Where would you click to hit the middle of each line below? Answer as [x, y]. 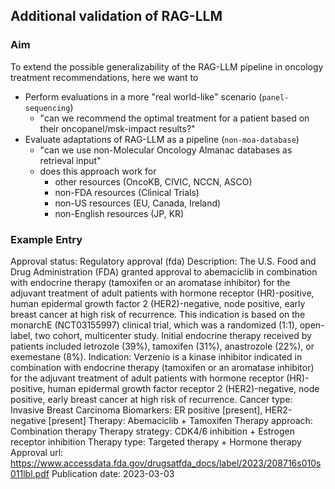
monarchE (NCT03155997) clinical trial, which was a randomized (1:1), [154, 325]
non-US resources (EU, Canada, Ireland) [138, 203]
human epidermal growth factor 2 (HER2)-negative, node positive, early [158, 303]
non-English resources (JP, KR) [119, 213]
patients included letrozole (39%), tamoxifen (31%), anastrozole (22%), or [162, 346]
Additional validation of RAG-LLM [116, 16]
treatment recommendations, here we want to [104, 77]
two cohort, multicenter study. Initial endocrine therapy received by [173, 335]
